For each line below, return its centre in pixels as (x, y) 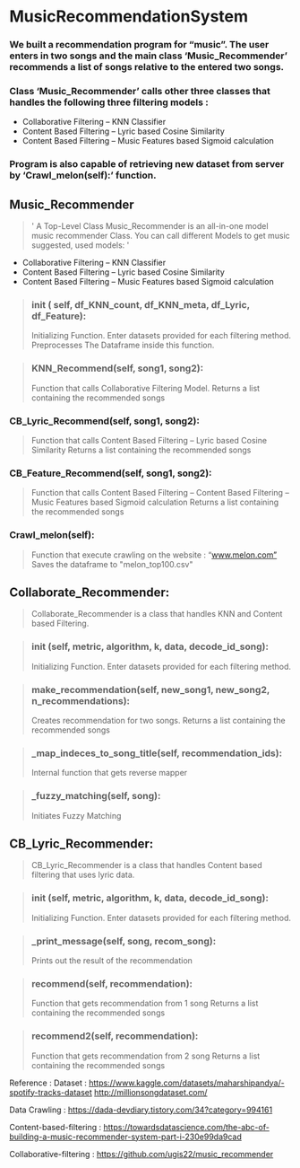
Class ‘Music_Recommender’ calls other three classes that (140, 92)
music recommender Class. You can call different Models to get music (161, 236)
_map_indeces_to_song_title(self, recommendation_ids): (157, 753)
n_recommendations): (81, 700)
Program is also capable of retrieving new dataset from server (147, 164)
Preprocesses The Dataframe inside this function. (123, 345)
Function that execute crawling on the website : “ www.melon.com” (154, 555)
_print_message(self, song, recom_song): (124, 941)
